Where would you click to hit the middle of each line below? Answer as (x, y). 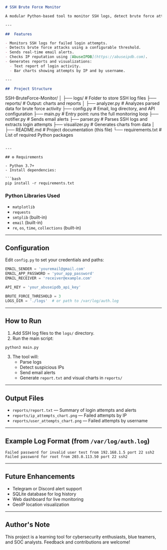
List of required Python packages (39, 135)
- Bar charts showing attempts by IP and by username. (68, 71)
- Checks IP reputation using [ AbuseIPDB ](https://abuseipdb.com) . (77, 57)
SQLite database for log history (44, 494)
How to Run (23, 321)
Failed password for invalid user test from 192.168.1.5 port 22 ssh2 (80, 453)
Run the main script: (33, 338)
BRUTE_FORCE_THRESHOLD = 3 (33, 296)
